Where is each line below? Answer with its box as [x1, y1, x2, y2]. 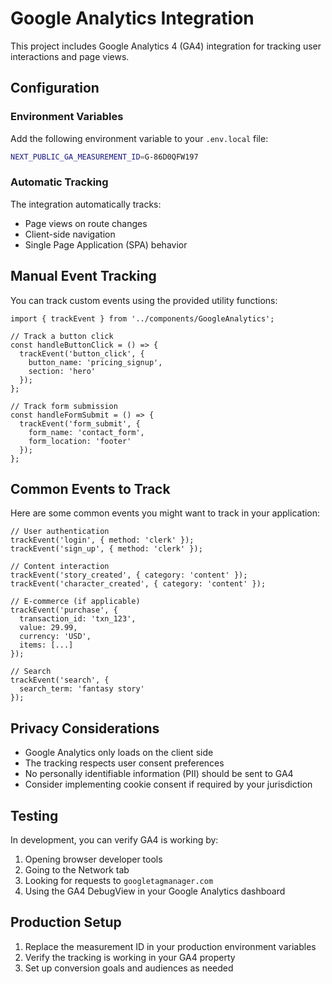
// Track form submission [10, 401, 118, 411]
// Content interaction [10, 562, 110, 572]
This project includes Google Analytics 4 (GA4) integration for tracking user [10, 40, 322, 52]
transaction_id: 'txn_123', [19, 614, 137, 624]
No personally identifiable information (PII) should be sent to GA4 [24, 768, 294, 780]
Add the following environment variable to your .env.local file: [10, 132, 269, 144]
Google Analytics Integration [10, 7, 255, 30]
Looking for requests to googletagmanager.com [24, 875, 214, 887]
